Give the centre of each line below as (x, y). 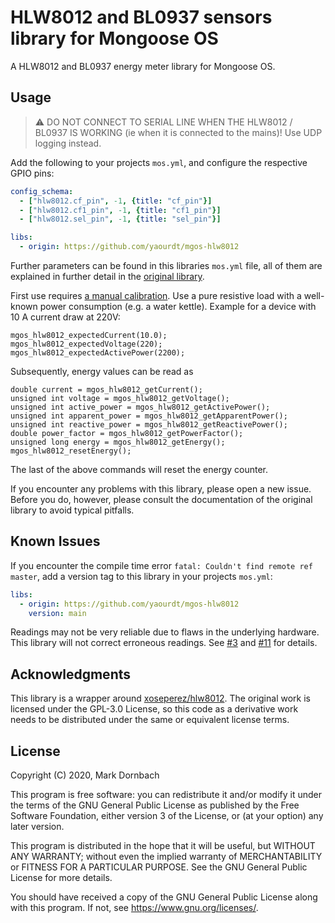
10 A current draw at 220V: (65, 317)
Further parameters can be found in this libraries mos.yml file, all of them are (166, 265)
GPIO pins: (32, 173)
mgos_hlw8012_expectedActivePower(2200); (98, 353)
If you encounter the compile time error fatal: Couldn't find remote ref (161, 565)
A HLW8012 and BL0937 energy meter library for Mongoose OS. (143, 66)
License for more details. (61, 878)
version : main (57, 613)
